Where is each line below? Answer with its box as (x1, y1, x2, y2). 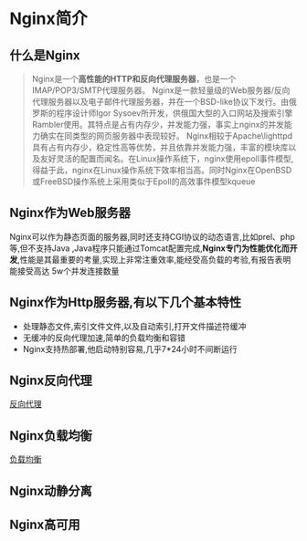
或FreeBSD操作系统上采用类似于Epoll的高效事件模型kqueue (31, 176, 256, 187)
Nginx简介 (9, 8, 89, 29)
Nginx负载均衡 (9, 428, 93, 443)
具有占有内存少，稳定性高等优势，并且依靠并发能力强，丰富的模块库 (31, 142, 289, 152)
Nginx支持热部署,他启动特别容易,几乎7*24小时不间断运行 (22, 343, 238, 354)
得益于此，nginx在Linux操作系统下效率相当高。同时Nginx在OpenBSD (31, 165, 292, 175)
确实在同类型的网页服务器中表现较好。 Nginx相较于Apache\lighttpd (39, 130, 293, 141)
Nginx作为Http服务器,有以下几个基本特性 (9, 295, 242, 310)
